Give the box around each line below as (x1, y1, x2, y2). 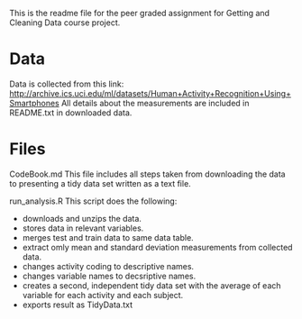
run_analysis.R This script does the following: (9, 196, 178, 206)
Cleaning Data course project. (9, 17, 121, 28)
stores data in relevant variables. (22, 223, 144, 233)
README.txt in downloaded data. (9, 107, 133, 118)
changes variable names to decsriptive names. (22, 270, 197, 281)
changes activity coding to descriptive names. (22, 260, 195, 271)
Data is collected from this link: (9, 78, 124, 89)
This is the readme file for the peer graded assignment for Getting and (9, 8, 270, 18)
